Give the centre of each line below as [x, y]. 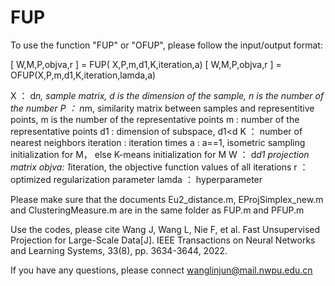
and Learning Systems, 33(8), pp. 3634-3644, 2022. [119, 250]
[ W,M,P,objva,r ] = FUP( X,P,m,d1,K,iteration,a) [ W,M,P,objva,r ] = [146, 64]
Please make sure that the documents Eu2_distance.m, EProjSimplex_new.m [167, 199]
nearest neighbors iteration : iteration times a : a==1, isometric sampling [158, 142]
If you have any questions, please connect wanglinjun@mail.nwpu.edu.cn [161, 270]
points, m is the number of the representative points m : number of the [155, 119]
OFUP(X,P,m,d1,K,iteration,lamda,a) [83, 75]
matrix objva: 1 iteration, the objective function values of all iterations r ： [159, 167]
